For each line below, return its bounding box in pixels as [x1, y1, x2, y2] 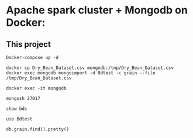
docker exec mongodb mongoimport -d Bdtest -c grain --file [6, 70, 156, 76]
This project [6, 39, 51, 49]
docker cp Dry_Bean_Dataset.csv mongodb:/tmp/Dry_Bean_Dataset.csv [6, 65, 174, 71]
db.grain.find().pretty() [6, 126, 69, 132]
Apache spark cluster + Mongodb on [6, 4, 188, 17]
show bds [6, 106, 27, 112]
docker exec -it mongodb [6, 85, 67, 91]
